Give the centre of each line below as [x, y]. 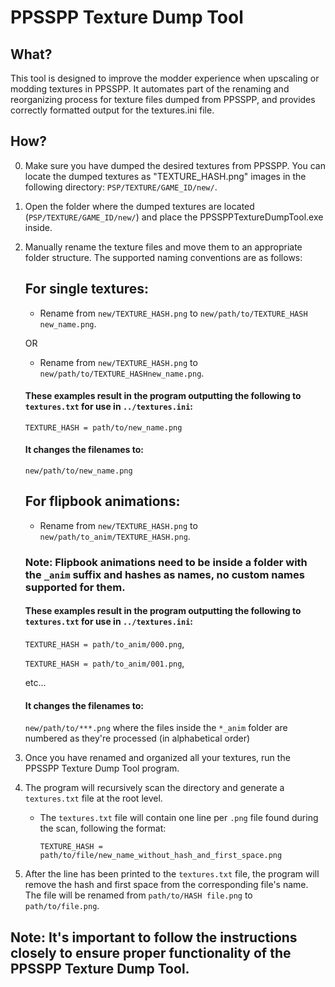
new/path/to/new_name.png [78, 471]
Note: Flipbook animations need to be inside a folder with [166, 562]
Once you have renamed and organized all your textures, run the [157, 758]
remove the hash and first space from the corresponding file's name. [166, 885]
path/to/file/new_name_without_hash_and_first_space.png [161, 856]
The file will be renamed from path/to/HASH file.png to [138, 895]
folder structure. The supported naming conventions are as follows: [163, 257]
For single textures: [87, 289]
